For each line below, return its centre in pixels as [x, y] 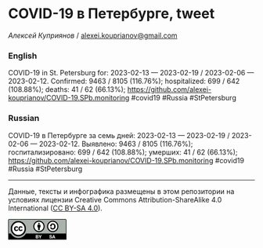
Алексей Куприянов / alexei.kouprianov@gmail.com [93, 35]
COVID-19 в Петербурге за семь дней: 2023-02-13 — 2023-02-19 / [119, 135]
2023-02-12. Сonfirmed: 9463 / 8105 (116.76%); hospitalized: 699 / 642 [124, 81]
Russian [24, 119]
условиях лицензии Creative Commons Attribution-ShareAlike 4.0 [115, 199]
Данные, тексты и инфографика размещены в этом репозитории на [121, 191]
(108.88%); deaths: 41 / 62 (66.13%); [67, 89]
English [23, 56]
